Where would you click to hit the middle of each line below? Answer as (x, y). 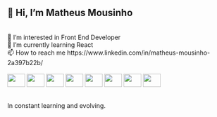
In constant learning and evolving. (56, 105)
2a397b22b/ (25, 62)
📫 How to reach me (36, 53)
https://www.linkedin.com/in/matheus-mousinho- (138, 53)
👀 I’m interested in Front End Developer (64, 37)
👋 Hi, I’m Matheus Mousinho (70, 13)
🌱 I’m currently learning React (50, 44)
